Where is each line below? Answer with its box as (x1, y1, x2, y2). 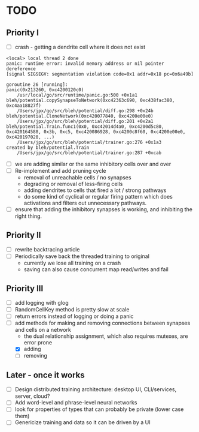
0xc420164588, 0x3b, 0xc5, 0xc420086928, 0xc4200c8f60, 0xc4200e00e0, (6, 129, 186, 135)
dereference (6, 66, 36, 72)
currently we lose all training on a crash (23, 259, 121, 267)
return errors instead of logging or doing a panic (14, 313, 134, 320)
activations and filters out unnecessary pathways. (23, 199, 147, 207)
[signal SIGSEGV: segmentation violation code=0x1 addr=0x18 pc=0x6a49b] (6, 71, 194, 77)
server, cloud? (14, 392, 50, 400)
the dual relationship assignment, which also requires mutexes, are (23, 332, 188, 340)
